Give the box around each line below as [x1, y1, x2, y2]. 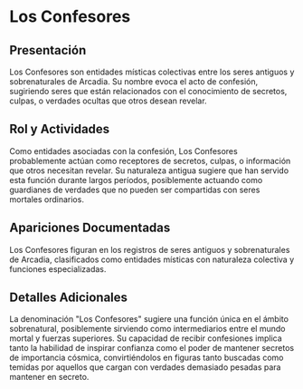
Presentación [9, 43, 87, 58]
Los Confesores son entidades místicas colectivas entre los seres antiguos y [9, 66, 295, 77]
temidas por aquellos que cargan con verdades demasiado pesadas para [9, 362, 281, 373]
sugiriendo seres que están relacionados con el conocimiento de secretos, [9, 86, 288, 96]
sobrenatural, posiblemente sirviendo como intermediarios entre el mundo [9, 324, 286, 335]
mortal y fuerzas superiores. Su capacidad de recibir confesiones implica [9, 333, 282, 344]
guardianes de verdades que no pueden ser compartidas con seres [9, 184, 260, 195]
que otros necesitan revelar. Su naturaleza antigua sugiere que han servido [9, 165, 289, 176]
